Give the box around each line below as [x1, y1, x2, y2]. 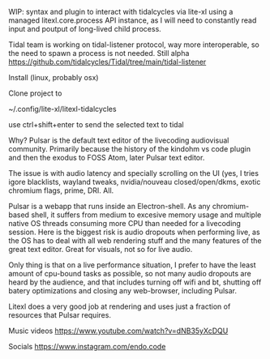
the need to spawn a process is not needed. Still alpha [8, 49, 190, 58]
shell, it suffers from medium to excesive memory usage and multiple [31, 210, 262, 220]
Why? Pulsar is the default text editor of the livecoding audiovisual [8, 135, 229, 145]
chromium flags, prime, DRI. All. [8, 186, 114, 195]
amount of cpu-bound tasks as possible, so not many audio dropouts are [8, 269, 251, 278]
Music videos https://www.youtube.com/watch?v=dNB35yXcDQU [8, 326, 229, 335]
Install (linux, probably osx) [8, 73, 99, 82]
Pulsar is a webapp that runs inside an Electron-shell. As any [8, 202, 211, 211]
